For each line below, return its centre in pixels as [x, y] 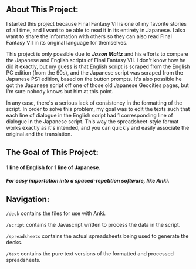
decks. [14, 243]
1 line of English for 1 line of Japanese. [53, 167]
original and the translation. [39, 134]
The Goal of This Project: [52, 152]
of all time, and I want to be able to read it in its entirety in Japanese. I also [96, 30]
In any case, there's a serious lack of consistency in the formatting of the [94, 103]
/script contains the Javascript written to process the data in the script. [93, 225]
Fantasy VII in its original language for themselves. [67, 42]
